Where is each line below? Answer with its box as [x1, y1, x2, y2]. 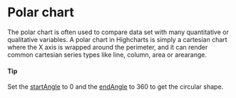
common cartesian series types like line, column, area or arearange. [7, 50, 207, 59]
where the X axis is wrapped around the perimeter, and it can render [7, 43, 208, 51]
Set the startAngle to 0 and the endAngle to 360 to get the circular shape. [7, 82, 224, 91]
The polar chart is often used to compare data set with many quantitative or [7, 28, 230, 36]
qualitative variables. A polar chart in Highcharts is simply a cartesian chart [7, 35, 227, 43]
